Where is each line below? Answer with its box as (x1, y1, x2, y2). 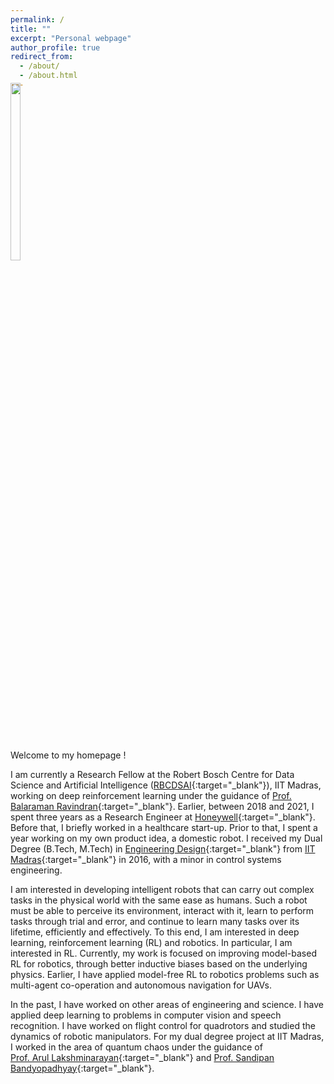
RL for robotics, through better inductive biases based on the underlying (10, 957, 308, 970)
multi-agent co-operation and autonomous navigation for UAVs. (10, 979, 273, 991)
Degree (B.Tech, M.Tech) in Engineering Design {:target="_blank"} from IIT (10, 842, 316, 855)
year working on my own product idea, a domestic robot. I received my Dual (10, 832, 323, 844)
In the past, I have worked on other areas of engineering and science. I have (10, 998, 324, 1010)
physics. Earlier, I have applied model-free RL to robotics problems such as (10, 968, 320, 980)
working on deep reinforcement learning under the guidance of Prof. (10, 789, 292, 801)
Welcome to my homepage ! (10, 749, 127, 761)
